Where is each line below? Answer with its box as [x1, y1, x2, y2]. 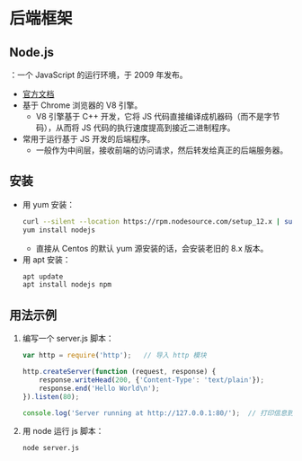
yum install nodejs [22, 226, 96, 235]
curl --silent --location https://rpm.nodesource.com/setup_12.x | [22, 217, 281, 226]
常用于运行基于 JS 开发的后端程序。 [22, 134, 155, 144]
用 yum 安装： [22, 199, 75, 209]
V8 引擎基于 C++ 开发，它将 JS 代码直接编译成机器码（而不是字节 [35, 111, 280, 121]
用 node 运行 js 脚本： [22, 426, 104, 437]
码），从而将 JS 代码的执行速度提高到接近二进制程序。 [35, 122, 235, 133]
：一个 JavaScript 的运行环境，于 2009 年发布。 [9, 69, 188, 80]
